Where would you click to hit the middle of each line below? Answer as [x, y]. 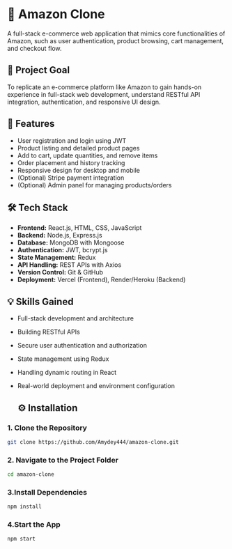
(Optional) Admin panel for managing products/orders [94, 185]
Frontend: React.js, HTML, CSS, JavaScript [79, 228]
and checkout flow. [34, 48]
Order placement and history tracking [71, 162]
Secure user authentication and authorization [82, 346]
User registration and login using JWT [72, 140]
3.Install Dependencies [47, 492]
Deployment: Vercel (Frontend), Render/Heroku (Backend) [101, 280]
